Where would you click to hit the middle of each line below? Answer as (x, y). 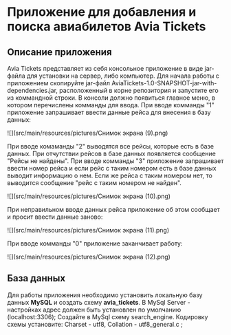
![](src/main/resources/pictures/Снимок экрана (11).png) (88, 230)
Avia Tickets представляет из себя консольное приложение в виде (105, 68)
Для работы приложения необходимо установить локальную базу (105, 295)
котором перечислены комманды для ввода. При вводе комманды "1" (111, 105)
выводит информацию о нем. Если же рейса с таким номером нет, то (110, 175)
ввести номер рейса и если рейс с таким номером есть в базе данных (112, 168)
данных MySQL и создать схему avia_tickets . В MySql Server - (99, 302)
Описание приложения (59, 52)
